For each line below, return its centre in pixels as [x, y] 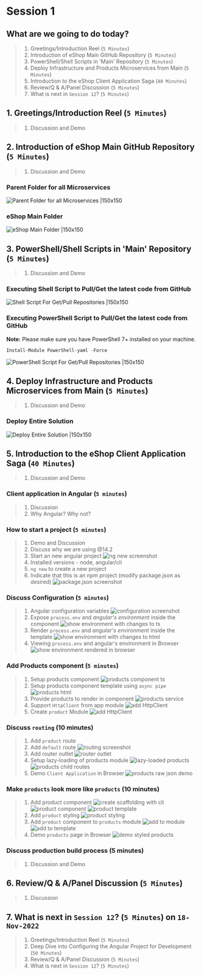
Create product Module [59, 712]
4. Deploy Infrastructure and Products [80, 381]
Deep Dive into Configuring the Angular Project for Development [111, 946]
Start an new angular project [66, 556]
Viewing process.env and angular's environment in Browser [105, 644]
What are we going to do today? [68, 34]
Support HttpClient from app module [77, 705]
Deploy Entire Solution [40, 421]
